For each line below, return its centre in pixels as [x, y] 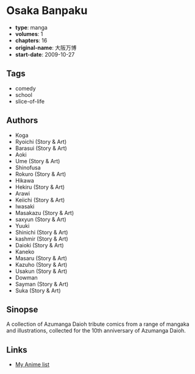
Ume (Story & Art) [37, 161]
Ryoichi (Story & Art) [41, 141]
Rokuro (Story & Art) [41, 174]
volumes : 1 [29, 34]
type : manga [31, 27]
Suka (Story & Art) [38, 291]
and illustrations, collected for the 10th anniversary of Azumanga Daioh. [96, 331]
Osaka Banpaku [47, 11]
